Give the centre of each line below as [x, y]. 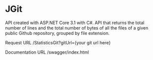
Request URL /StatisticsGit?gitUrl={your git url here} [58, 42]
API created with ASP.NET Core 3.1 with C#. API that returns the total [75, 23]
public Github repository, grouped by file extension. [57, 33]
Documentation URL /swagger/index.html [47, 52]
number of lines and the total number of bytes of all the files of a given [77, 28]
